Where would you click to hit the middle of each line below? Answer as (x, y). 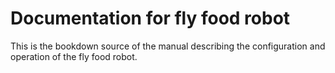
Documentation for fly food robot (150, 18)
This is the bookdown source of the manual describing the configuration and (168, 46)
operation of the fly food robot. (74, 56)
